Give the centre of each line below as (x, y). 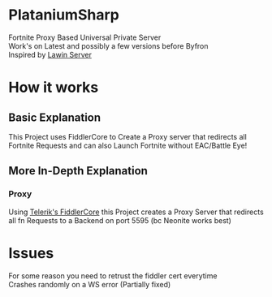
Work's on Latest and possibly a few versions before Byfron (108, 45)
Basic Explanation (55, 117)
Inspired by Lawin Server (50, 54)
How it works (54, 88)
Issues (31, 253)
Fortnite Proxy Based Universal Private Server (85, 37)
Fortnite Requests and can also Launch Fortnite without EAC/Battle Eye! (128, 145)
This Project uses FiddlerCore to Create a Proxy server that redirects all (128, 136)
